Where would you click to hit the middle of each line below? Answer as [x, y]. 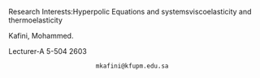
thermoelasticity [36, 20]
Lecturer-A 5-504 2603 [48, 51]
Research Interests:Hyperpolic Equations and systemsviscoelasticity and [130, 12]
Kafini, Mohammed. [41, 36]
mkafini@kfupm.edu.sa [132, 66]
